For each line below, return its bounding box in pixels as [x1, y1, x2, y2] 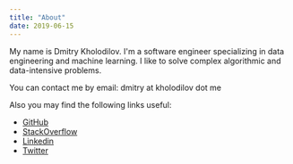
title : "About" [9, 12, 66, 22]
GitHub [22, 117, 49, 127]
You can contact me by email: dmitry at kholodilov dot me [9, 82, 222, 93]
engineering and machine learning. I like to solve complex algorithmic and [9, 55, 281, 66]
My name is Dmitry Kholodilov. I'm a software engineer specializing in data [9, 45, 285, 56]
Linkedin [22, 135, 55, 146]
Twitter [22, 144, 49, 156]
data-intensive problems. [9, 64, 102, 76]
